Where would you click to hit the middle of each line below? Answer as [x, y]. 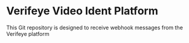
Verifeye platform [28, 33]
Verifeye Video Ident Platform [82, 11]
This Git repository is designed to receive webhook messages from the [95, 27]
